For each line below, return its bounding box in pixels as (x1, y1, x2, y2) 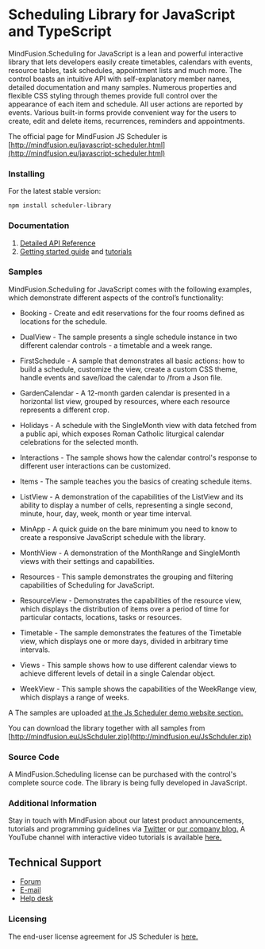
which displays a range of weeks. (19, 692, 129, 702)
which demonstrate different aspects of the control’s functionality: (8, 292, 225, 303)
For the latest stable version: (8, 187, 102, 196)
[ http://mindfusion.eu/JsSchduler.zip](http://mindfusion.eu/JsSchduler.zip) (8, 731, 252, 741)
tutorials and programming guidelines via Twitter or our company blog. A (8, 824, 246, 834)
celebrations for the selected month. (19, 437, 139, 446)
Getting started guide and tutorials (19, 246, 132, 256)
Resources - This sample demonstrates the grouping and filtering (19, 572, 234, 581)
